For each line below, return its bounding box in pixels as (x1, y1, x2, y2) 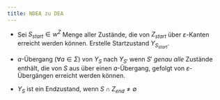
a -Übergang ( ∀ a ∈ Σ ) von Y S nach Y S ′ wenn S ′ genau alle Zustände (17, 55, 213, 65)
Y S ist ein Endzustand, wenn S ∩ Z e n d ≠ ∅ (17, 85, 137, 94)
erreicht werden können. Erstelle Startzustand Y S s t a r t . (17, 39, 169, 50)
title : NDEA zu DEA (7, 10, 64, 17)
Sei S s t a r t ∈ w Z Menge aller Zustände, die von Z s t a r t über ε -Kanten (17, 29, 210, 40)
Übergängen (17, 72, 54, 79)
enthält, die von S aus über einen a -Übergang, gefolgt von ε (17, 64, 190, 72)
